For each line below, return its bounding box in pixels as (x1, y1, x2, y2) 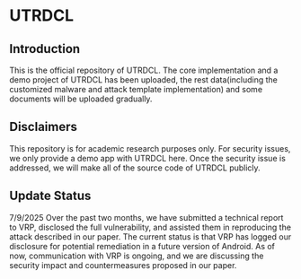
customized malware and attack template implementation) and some (9, 84, 263, 94)
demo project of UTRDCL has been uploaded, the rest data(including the (9, 74, 279, 85)
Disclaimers (9, 119, 78, 135)
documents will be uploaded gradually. (9, 93, 153, 104)
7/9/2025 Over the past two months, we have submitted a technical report (9, 212, 284, 222)
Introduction (9, 41, 81, 57)
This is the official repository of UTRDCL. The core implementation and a (9, 65, 279, 75)
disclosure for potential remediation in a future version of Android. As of (9, 240, 276, 251)
